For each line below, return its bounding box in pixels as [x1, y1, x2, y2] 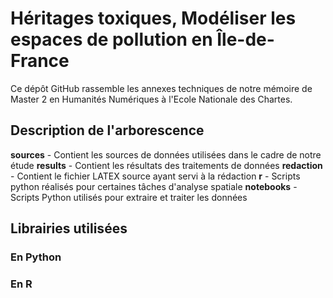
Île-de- [216, 28, 275, 51]
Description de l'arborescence [10, 122, 205, 139]
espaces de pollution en [10, 28, 213, 51]
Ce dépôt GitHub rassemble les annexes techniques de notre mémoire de [10, 82, 313, 94]
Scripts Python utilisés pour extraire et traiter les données [10, 191, 248, 203]
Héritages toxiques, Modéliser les [10, 7, 297, 30]
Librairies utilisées [10, 220, 128, 237]
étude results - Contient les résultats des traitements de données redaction [10, 159, 323, 171]
